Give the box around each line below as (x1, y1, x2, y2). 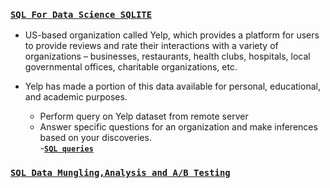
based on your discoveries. (39, 132, 152, 144)
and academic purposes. (24, 91, 128, 103)
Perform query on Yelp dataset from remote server (39, 110, 249, 123)
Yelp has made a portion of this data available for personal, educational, (24, 80, 321, 93)
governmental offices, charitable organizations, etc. (24, 61, 238, 73)
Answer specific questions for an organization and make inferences (39, 121, 318, 133)
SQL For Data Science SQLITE (10, 9, 153, 20)
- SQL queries (39, 142, 94, 154)
